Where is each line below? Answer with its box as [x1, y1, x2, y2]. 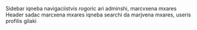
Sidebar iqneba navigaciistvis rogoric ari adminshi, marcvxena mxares [5, 5, 177, 12]
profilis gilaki [5, 18, 37, 24]
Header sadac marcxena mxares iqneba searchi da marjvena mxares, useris [5, 11, 191, 18]
